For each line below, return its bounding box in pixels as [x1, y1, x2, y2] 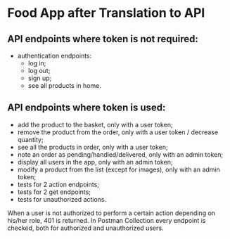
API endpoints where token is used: [7, 102, 166, 114]
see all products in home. [27, 82, 102, 89]
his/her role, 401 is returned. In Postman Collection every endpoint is [7, 216, 206, 224]
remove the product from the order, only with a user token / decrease [17, 128, 219, 136]
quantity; [17, 135, 44, 143]
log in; [27, 59, 46, 67]
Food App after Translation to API [7, 5, 205, 21]
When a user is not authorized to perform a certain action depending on [7, 209, 216, 217]
